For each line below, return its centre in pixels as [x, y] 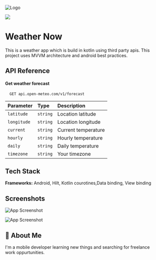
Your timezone [74, 154]
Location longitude [79, 122]
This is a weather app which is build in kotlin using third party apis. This [78, 50]
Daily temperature [78, 146]
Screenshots [25, 198]
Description [71, 106]
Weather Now [34, 37]
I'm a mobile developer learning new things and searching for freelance [78, 247]
